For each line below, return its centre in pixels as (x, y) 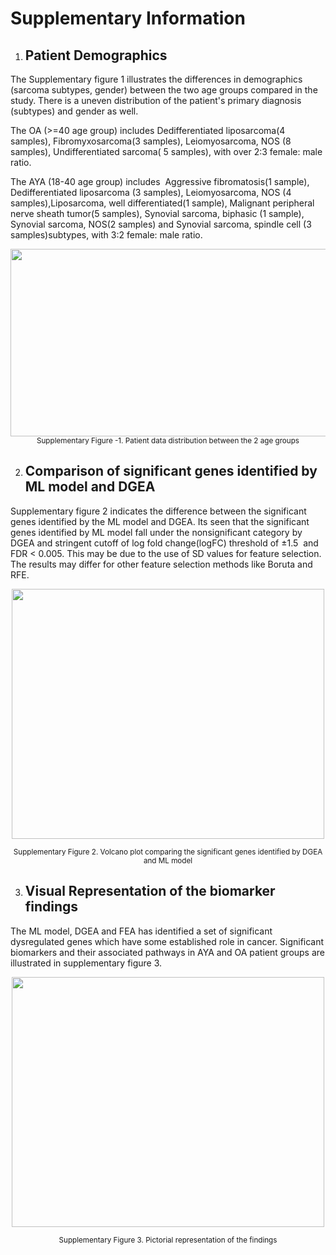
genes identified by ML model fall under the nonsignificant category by (156, 532)
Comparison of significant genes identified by (171, 471)
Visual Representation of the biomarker (150, 891)
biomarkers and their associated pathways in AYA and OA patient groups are (168, 952)
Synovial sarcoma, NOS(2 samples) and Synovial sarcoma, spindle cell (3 (161, 224)
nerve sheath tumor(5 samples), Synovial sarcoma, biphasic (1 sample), (157, 213)
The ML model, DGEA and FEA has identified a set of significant (141, 931)
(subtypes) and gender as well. (74, 111)
